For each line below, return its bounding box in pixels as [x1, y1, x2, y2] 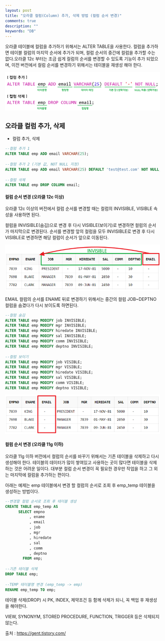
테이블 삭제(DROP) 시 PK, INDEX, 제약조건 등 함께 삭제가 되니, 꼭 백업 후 [5, 597, 144, 603]
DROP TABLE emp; [5, 572, 38, 577]
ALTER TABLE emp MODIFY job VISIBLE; [5, 359, 82, 364]
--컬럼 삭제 [5, 178, 26, 182]
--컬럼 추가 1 [5, 146, 30, 151]
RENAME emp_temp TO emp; [5, 587, 56, 592]
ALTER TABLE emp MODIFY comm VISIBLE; [5, 380, 84, 386]
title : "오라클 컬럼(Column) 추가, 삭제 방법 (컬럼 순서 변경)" [5, 13, 122, 18]
